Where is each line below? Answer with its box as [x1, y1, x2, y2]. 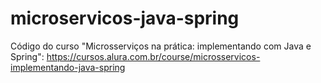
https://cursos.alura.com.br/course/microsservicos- [46, 50, 261, 62]
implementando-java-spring [10, 61, 126, 73]
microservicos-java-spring [10, 7, 240, 30]
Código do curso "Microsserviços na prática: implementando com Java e [10, 40, 312, 52]
